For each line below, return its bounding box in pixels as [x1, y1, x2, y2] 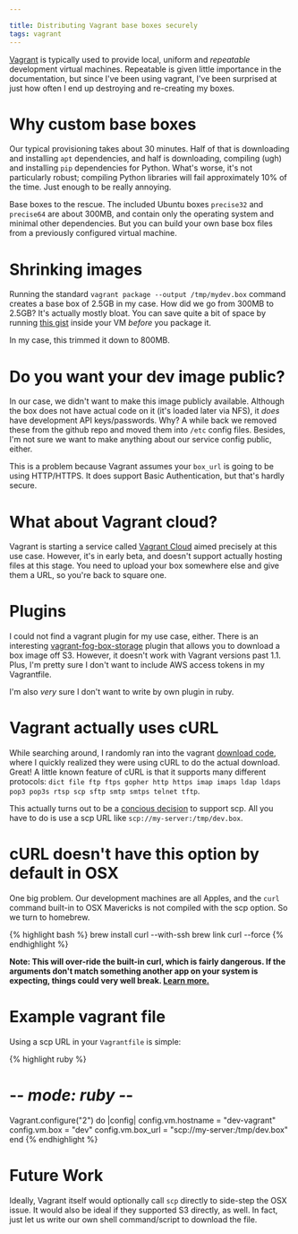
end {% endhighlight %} [9, 1133, 98, 1144]
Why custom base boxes [9, 114, 197, 135]
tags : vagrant [9, 29, 63, 39]
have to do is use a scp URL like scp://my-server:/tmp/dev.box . [9, 813, 243, 824]
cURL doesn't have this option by [9, 845, 260, 864]
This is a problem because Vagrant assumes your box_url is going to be [9, 461, 275, 472]
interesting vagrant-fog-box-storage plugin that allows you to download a [9, 641, 280, 652]
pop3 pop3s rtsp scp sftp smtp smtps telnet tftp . [9, 786, 200, 797]
